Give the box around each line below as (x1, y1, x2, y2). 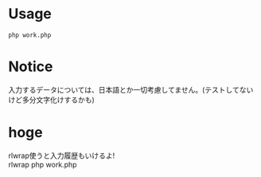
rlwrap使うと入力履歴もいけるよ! (8, 151, 115, 160)
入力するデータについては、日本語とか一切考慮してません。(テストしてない (8, 85, 254, 94)
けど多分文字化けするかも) (8, 95, 95, 104)
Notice (8, 57, 53, 76)
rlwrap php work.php (8, 159, 77, 169)
